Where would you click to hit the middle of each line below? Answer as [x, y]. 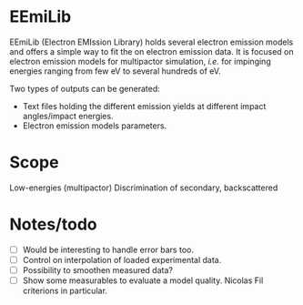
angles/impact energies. [68, 116]
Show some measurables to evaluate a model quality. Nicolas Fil [143, 280]
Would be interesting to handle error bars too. [108, 249]
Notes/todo [53, 224]
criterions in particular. [65, 291]
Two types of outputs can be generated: [85, 88]
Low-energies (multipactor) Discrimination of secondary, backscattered [144, 188]
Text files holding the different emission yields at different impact [144, 106]
